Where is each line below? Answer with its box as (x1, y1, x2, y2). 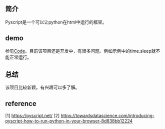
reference (5, 99, 36, 108)
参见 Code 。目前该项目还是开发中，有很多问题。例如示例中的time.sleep (5, 48, 151, 54)
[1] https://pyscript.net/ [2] (5, 112, 60, 119)
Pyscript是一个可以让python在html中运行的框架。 (5, 19, 107, 25)
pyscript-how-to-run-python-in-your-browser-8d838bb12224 (5, 118, 133, 124)
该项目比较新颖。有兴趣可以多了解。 (5, 84, 80, 90)
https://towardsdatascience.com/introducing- (60, 112, 155, 119)
